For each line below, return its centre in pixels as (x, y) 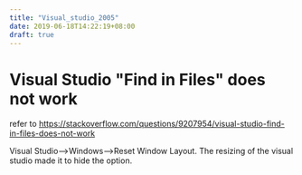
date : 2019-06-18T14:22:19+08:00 (72, 26)
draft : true (32, 34)
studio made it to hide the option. (71, 160)
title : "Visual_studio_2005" (64, 18)
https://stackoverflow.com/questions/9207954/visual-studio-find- (162, 124)
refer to (24, 124)
